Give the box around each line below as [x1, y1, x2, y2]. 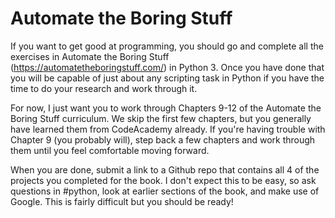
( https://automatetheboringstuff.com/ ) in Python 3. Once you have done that [10, 61, 325, 73]
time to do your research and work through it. [10, 82, 198, 94]
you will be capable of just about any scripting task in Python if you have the [10, 72, 325, 84]
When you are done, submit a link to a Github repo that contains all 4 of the [10, 163, 320, 176]
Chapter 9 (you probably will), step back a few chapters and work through [10, 133, 316, 146]
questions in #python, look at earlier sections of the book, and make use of [10, 185, 320, 197]
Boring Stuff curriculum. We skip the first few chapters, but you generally [10, 112, 312, 124]
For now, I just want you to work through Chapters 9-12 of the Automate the [10, 102, 322, 114]
